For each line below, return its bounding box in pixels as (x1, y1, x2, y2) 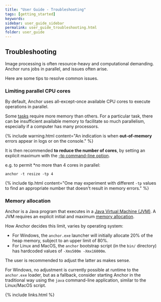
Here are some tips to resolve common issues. (5, 75, 99, 81)
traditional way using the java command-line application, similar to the (5, 277, 146, 283)
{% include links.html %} (5, 292, 55, 298)
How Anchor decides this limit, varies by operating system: (5, 223, 123, 229)
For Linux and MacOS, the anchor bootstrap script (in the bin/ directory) (12, 243, 157, 249)
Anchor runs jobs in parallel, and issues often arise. (5, 66, 108, 72)
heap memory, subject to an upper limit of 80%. (12, 238, 109, 244)
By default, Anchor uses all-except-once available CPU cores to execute (5, 98, 150, 105)
